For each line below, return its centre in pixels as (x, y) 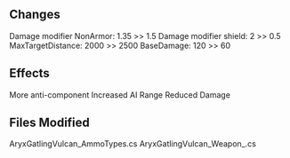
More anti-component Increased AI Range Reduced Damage (120, 95)
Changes (35, 15)
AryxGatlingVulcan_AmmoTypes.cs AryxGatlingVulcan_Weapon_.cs (133, 144)
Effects (30, 73)
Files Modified (50, 123)
